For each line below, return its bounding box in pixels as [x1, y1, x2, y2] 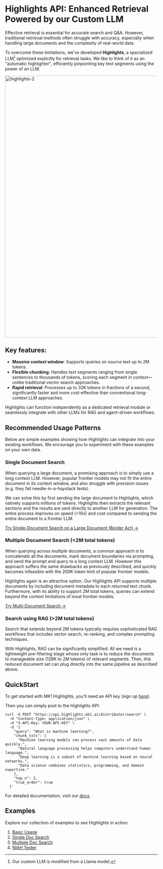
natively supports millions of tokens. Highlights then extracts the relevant [5, 500, 151, 506]
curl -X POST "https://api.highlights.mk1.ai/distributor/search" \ [5, 712, 147, 717]
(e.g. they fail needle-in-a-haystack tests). [5, 485, 90, 491]
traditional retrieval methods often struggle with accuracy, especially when [5, 35, 154, 41]
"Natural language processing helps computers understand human [17, 746, 151, 751]
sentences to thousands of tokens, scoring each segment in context [12, 375, 148, 380]
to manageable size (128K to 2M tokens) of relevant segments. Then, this [5, 656, 151, 662]
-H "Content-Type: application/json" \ [9, 716, 90, 721]
